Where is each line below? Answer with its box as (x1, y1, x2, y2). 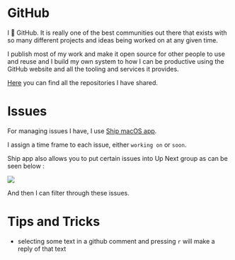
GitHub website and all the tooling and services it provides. (7, 64, 179, 73)
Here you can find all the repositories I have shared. (7, 78, 158, 86)
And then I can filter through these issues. (7, 188, 130, 197)
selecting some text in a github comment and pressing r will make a (17, 237, 215, 245)
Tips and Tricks (7, 214, 101, 230)
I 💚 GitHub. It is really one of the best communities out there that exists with (7, 28, 228, 37)
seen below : (7, 162, 45, 170)
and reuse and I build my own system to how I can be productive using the (7, 57, 224, 65)
